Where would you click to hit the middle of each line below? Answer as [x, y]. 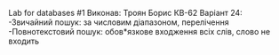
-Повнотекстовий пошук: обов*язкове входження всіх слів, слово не [139, 31]
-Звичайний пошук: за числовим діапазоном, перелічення [119, 22]
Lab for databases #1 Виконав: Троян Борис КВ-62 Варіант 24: [126, 13]
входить [24, 41]
